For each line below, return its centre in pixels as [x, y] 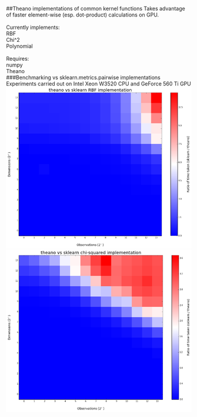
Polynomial [20, 46]
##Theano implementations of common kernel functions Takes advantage [96, 9]
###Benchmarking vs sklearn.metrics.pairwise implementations [83, 77]
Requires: [18, 59]
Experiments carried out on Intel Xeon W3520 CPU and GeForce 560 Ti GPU [98, 84]
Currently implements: [33, 27]
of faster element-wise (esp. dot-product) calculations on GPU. [83, 15]
